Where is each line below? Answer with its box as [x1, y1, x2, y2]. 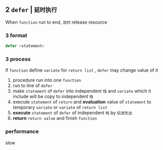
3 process [5, 55, 31, 62]
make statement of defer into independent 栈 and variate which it [12, 88, 151, 94]
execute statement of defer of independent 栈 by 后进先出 [12, 110, 132, 116]
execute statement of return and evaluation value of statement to [12, 99, 151, 105]
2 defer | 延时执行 [5, 6, 57, 14]
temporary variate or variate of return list [12, 104, 108, 111]
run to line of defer [12, 82, 53, 89]
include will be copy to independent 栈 [12, 93, 94, 100]
